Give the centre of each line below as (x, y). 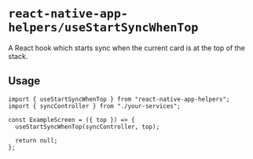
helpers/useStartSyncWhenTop (103, 28)
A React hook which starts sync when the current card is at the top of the (127, 48)
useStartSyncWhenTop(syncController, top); (87, 127)
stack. (18, 56)
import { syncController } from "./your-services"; (94, 106)
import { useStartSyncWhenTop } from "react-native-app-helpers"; (119, 99)
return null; (37, 140)
